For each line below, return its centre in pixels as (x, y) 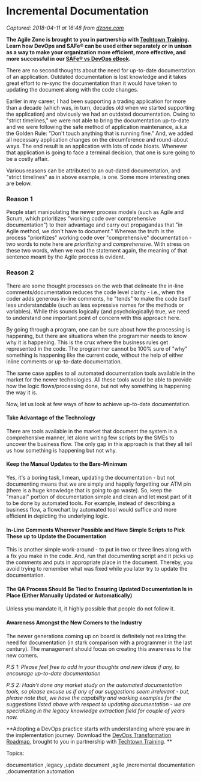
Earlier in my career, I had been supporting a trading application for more (96, 101)
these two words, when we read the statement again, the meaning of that (97, 251)
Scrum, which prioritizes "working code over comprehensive (81, 219)
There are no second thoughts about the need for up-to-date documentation (101, 70)
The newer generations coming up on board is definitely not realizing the (96, 636)
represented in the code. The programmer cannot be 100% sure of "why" (97, 348)
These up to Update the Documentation (56, 536)
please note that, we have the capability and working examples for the (94, 698)
